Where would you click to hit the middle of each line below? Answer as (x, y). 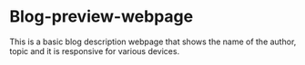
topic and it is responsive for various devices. (95, 51)
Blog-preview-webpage (102, 17)
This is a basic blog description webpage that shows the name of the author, (153, 42)
